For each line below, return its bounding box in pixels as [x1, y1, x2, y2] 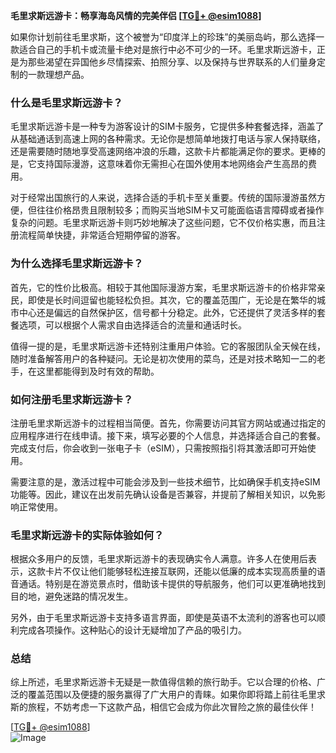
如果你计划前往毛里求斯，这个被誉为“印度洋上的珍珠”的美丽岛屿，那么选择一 [10, 31, 325, 43]
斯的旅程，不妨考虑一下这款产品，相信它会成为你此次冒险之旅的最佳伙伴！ [10, 701, 317, 713]
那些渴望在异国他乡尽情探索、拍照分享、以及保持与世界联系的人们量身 [27, 56, 317, 68]
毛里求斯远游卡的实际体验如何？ [10, 528, 165, 542]
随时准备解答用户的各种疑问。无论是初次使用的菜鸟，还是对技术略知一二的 [10, 352, 317, 364]
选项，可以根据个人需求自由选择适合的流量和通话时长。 [18, 319, 247, 331]
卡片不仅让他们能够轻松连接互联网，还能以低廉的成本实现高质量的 [44, 565, 317, 578]
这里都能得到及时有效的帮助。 [36, 365, 160, 377]
